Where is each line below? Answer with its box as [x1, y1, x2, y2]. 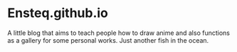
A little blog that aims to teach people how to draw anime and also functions [7, 28, 230, 37]
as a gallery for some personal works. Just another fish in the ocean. [7, 36, 209, 44]
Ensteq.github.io [7, 5, 109, 21]
